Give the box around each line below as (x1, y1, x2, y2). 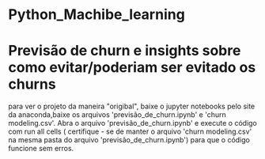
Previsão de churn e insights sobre (8, 42, 241, 60)
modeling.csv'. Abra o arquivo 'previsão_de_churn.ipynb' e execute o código (8, 119, 257, 128)
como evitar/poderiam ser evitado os (8, 59, 256, 77)
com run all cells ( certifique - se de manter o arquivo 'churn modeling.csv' (8, 127, 252, 136)
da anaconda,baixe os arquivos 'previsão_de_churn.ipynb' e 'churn (8, 110, 227, 119)
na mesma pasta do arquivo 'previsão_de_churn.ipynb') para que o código (8, 135, 251, 145)
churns (8, 75, 57, 93)
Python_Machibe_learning (8, 6, 186, 24)
